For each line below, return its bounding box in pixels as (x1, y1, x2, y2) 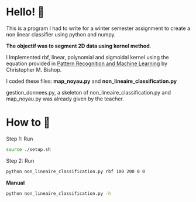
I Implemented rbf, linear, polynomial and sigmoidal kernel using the (6, 53, 169, 60)
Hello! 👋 (6, 5, 45, 19)
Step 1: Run (6, 135, 33, 142)
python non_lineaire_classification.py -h (6, 190, 111, 196)
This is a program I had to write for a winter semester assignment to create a (6, 25, 191, 32)
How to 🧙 (6, 116, 51, 129)
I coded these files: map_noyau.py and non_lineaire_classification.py (6, 78, 177, 85)
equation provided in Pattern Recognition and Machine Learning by (6, 60, 168, 67)
